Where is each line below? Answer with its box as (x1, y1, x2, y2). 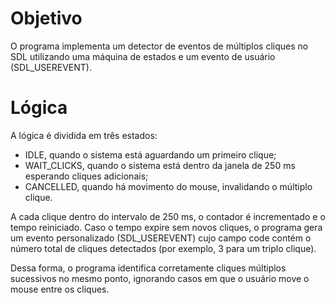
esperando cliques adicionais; (24, 170, 149, 182)
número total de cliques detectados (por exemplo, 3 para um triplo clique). (10, 242, 317, 254)
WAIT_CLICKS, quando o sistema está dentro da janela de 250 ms (24, 159, 296, 171)
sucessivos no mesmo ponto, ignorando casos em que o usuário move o (10, 272, 310, 284)
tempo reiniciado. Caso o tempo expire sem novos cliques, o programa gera (10, 221, 323, 233)
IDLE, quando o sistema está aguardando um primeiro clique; (24, 148, 277, 161)
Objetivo (10, 7, 83, 30)
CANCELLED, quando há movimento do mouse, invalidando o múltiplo (24, 180, 313, 192)
